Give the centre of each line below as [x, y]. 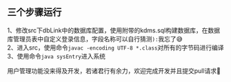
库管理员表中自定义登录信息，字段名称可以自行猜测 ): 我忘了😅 [95, 39]
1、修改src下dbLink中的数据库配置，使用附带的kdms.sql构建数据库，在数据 [114, 30]
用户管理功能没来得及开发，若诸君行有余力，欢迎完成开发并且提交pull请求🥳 [114, 70]
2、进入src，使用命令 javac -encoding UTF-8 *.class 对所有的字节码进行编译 [115, 48]
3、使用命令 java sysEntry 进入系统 [56, 56]
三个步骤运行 [34, 12]
